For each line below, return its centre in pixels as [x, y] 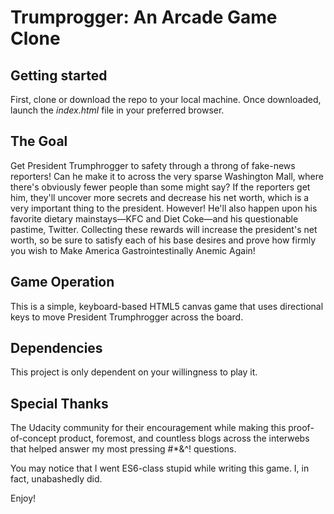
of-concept [33, 438]
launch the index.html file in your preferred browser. [117, 110]
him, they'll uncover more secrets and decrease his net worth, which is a [160, 197]
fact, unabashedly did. [56, 479]
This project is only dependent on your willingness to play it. [134, 372]
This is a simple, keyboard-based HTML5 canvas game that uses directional [167, 306]
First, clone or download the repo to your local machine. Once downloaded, [166, 99]
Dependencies [56, 348]
